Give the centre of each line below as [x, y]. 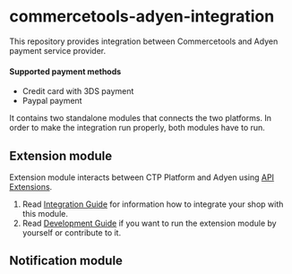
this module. [45, 213]
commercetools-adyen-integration [142, 17]
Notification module [66, 261]
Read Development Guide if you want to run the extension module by [149, 223]
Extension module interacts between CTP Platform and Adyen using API [142, 177]
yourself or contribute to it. [72, 232]
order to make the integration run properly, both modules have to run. [137, 128]
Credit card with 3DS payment [78, 91]
